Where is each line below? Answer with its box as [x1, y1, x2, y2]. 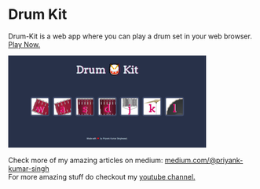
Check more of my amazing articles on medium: [8, 155, 163, 165]
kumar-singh [8, 164, 49, 173]
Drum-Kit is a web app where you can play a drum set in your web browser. [8, 31, 253, 41]
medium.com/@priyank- [164, 155, 244, 165]
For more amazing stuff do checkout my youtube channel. [8, 173, 196, 182]
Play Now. [8, 39, 41, 49]
